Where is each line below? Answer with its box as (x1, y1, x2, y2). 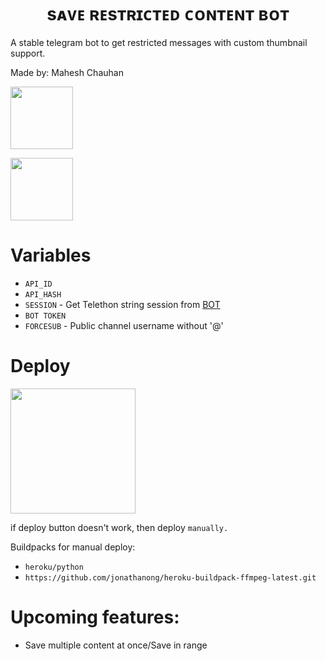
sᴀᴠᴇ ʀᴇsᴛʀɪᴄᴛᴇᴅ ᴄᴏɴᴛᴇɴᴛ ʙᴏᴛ (46, 3, 290, 26)
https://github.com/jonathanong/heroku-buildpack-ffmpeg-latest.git (24, 572, 317, 583)
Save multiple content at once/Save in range (24, 639, 208, 651)
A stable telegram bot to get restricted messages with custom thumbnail (10, 36, 308, 48)
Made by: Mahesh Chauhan (10, 66, 124, 78)
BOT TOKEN (24, 311, 67, 321)
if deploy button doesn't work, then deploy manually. (10, 521, 229, 533)
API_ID (24, 279, 53, 289)
